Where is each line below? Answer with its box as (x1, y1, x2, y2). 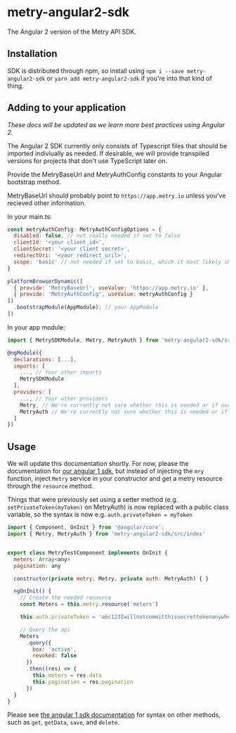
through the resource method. (7, 482, 93, 491)
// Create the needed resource (20, 595, 112, 602)
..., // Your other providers (20, 395, 109, 402)
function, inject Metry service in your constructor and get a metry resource (7, 474, 223, 483)
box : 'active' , (32, 646, 77, 653)
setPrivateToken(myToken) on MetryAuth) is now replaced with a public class (7, 503, 229, 512)
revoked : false (32, 652, 77, 659)
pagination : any (13, 562, 61, 569)
